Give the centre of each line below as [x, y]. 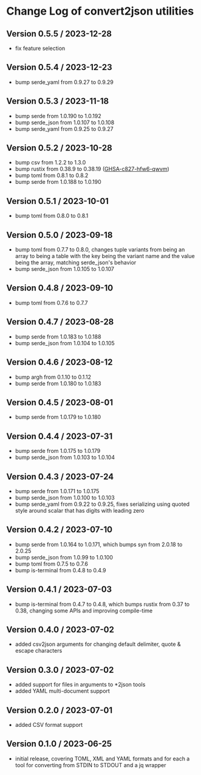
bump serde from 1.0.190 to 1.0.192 [58, 116]
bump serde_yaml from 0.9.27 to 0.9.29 [64, 82]
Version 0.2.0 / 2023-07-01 [60, 710]
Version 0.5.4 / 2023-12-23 [59, 67]
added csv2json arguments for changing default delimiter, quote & [98, 644]
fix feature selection [40, 48]
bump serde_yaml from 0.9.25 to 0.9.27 [64, 128]
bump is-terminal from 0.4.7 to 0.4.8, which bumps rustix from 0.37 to [102, 604]
